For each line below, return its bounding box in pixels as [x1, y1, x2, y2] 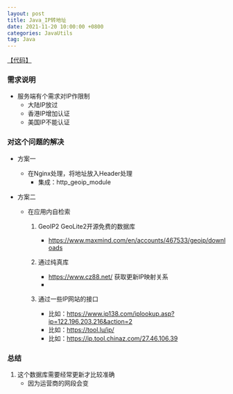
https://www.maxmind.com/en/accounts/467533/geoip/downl [48, 236, 226, 244]
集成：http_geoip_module [37, 178, 111, 186]
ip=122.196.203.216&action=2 [48, 317, 133, 325]
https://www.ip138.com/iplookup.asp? [67, 309, 175, 318]
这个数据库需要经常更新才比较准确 [17, 370, 115, 379]
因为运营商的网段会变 [27, 379, 89, 388]
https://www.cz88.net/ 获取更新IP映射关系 [48, 272, 169, 281]
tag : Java [7, 36, 36, 43]
